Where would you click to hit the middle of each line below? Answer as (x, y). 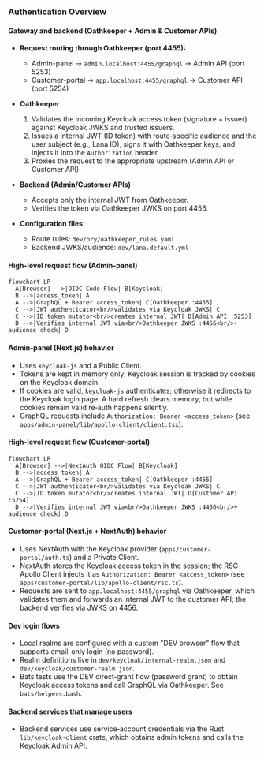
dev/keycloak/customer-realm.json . (77, 668)
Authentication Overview (58, 12)
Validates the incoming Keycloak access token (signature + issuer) (139, 119)
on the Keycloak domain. (59, 382)
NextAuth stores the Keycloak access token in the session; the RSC (129, 566)
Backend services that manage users (70, 711)
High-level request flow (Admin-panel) (73, 265)
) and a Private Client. (104, 557)
